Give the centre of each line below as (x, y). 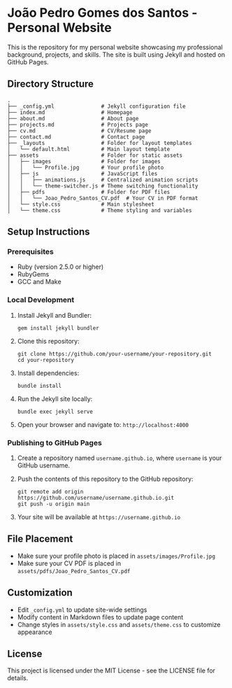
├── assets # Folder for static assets (95, 155)
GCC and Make (39, 282)
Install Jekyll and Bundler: (55, 315)
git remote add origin (50, 492)
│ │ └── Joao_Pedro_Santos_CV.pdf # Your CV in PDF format (103, 198)
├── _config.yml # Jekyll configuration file (97, 106)
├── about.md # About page (73, 118)
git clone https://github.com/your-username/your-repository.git (114, 354)
